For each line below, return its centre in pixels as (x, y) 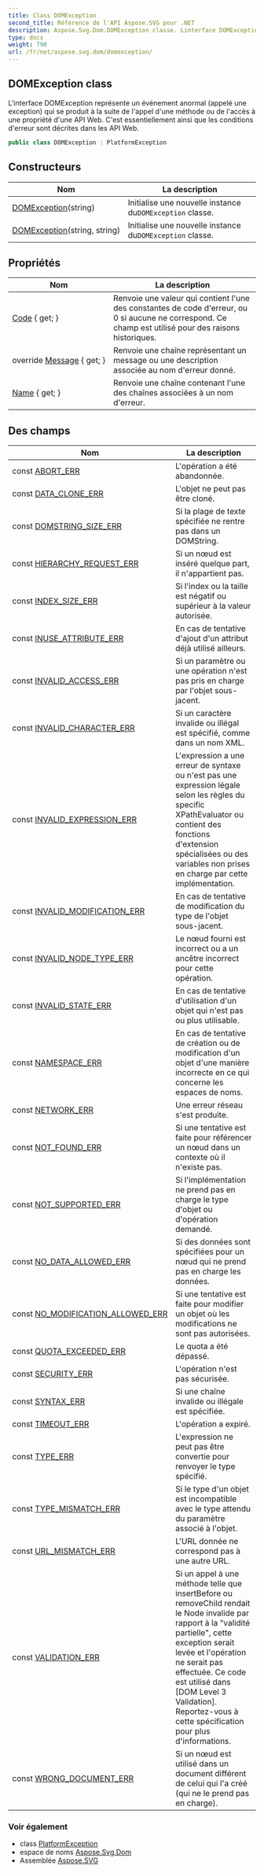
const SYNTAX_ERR (49, 1401)
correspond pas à (208, 1551)
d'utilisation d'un (206, 1001)
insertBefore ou (204, 1593)
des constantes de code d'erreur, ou (180, 308)
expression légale (208, 785)
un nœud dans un (208, 1148)
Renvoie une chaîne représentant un (180, 350)
